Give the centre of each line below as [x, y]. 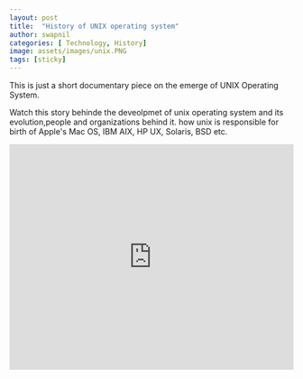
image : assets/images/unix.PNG [68, 51]
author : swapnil [40, 34]
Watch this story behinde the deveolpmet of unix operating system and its [147, 112]
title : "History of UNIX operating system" [94, 26]
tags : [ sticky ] [38, 60]
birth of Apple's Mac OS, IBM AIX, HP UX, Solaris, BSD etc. [119, 131]
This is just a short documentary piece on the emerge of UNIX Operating [144, 85]
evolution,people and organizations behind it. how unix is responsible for [144, 122]
